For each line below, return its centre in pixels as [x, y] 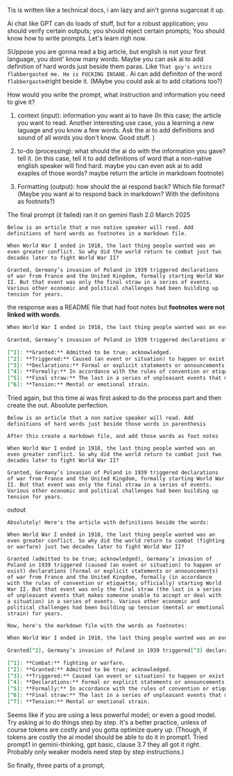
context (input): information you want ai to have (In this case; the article [119, 115]
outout [17, 510]
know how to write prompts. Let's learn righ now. [77, 38]
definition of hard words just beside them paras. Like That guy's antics [110, 66]
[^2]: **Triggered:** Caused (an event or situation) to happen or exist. [118, 359]
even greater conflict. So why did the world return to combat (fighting [116, 541]
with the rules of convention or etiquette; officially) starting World [114, 583]
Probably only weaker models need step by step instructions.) [96, 752]
